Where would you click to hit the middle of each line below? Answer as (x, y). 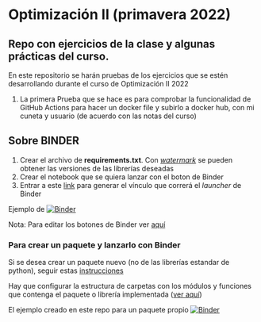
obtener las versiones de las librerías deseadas (97, 168)
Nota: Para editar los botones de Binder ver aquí (87, 224)
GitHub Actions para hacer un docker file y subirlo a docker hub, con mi (137, 107)
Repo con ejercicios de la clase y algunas (112, 44)
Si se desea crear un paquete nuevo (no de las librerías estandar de (119, 263)
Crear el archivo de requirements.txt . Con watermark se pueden (126, 159)
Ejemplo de (27, 209)
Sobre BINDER (44, 141)
